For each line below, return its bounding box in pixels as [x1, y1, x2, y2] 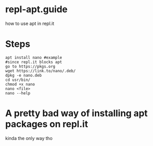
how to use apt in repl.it [5, 20, 55, 26]
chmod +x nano [5, 81, 35, 87]
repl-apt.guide [5, 4, 68, 15]
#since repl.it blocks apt [5, 60, 62, 65]
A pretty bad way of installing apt [5, 108, 148, 119]
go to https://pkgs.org [5, 64, 56, 69]
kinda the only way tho [5, 135, 53, 141]
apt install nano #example [5, 55, 62, 60]
